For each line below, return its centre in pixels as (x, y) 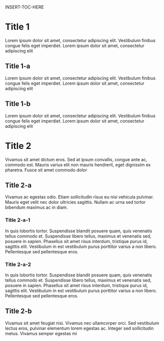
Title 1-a (18, 66)
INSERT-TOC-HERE (24, 7)
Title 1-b (18, 104)
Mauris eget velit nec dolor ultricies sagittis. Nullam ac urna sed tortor (75, 202)
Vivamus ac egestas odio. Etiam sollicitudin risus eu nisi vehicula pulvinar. (80, 197)
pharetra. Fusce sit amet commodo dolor (46, 170)
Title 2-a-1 (18, 220)
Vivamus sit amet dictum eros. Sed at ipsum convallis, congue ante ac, (76, 159)
